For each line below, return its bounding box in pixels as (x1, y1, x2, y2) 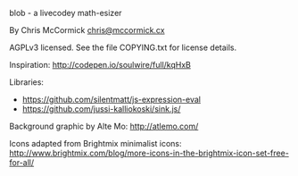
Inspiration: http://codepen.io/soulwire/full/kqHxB (9, 60, 192, 70)
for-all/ (9, 157, 35, 168)
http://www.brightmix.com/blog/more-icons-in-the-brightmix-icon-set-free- (9, 147, 290, 158)
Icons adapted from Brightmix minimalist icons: (9, 138, 182, 148)
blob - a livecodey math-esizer (9, 8, 122, 18)
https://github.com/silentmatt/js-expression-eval (21, 94, 201, 105)
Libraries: (9, 77, 45, 88)
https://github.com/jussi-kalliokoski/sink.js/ (21, 104, 181, 114)
